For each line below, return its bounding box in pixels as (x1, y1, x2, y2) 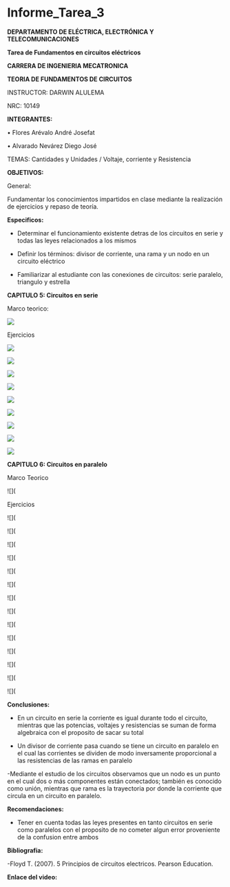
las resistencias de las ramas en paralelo (17, 756, 133, 764)
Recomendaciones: (7, 804, 64, 813)
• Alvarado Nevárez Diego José (7, 141, 97, 149)
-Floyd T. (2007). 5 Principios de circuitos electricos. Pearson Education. (7, 859, 213, 868)
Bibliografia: (7, 846, 43, 855)
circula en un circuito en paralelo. (7, 791, 102, 800)
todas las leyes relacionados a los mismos (17, 236, 137, 244)
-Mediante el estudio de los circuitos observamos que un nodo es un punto (7, 769, 220, 778)
